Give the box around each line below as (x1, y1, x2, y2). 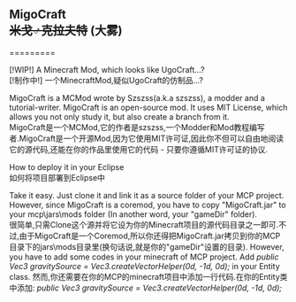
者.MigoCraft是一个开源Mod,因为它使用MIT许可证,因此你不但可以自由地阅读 (9, 133, 285, 143)
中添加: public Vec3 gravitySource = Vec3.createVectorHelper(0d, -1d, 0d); (9, 283, 283, 293)
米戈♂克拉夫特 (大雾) (9, 23, 123, 38)
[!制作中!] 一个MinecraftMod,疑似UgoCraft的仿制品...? (9, 74, 203, 85)
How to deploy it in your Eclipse (9, 161, 125, 172)
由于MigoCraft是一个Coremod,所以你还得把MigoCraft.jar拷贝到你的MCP (19, 230, 281, 241)
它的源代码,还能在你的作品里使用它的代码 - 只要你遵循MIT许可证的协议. (9, 143, 268, 154)
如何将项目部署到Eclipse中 (9, 172, 106, 182)
